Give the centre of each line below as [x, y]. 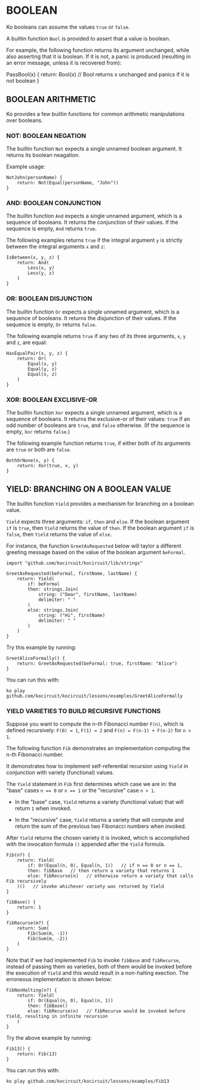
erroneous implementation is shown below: [59, 980]
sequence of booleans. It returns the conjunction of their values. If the [92, 222]
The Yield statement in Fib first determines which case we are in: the [91, 784]
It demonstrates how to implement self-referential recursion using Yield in [97, 766]
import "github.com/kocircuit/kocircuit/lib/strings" [75, 563]
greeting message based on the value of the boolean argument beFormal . [96, 552]
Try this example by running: [41, 647]
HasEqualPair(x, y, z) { [37, 353]
